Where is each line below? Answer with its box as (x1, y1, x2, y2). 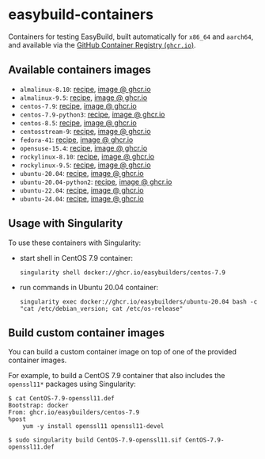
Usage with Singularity (8, 216, 123, 231)
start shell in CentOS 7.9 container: (19, 253, 133, 262)
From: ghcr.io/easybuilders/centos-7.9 (8, 408, 140, 417)
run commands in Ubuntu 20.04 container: (19, 282, 159, 292)
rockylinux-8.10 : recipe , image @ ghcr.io (19, 151, 155, 161)
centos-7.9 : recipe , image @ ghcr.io (19, 101, 137, 110)
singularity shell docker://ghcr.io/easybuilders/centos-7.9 (19, 268, 226, 277)
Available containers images (8, 63, 152, 77)
